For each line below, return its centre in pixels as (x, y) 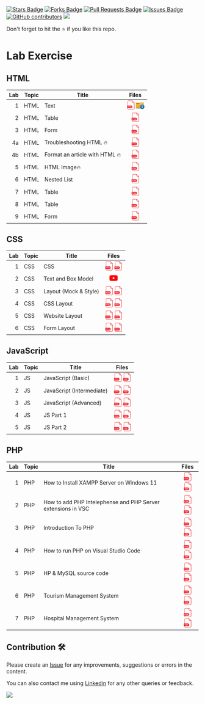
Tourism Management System (81, 596)
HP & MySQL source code (76, 573)
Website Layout (63, 316)
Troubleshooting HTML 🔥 (76, 142)
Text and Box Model (68, 279)
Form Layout (59, 328)
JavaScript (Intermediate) (76, 391)
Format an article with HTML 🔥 (82, 155)
